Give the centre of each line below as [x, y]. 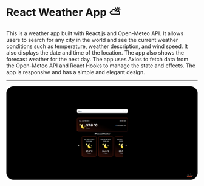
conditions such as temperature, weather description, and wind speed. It [97, 46]
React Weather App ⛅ [63, 12]
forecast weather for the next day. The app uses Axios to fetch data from [97, 59]
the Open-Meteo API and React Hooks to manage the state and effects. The [101, 66]
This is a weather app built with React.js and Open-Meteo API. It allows [95, 33]
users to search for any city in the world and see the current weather [92, 40]
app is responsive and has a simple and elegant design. [76, 72]
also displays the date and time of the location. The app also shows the [95, 52]
